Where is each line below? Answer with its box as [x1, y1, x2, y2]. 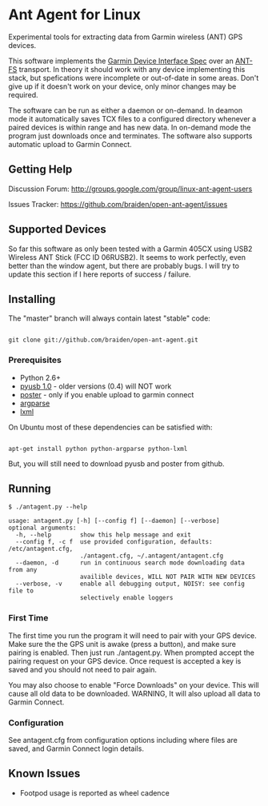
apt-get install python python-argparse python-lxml [8, 445, 188, 453]
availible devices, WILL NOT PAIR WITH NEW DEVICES [79, 573, 256, 581]
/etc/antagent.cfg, [8, 545, 74, 553]
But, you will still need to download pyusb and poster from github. [8, 458, 226, 469]
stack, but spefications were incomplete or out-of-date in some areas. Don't [8, 73, 259, 82]
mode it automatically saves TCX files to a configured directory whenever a [8, 114, 257, 123]
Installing [8, 292, 56, 305]
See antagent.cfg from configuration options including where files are [8, 736, 238, 745]
